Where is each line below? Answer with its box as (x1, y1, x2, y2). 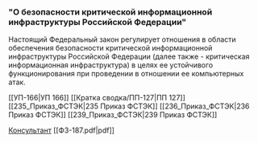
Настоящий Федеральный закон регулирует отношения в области (8, 35, 236, 44)
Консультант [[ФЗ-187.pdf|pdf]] (8, 125, 115, 135)
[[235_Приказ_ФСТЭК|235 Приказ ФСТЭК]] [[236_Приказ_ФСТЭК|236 (8, 101, 250, 111)
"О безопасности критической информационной (8, 6, 213, 18)
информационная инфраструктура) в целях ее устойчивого (8, 60, 214, 70)
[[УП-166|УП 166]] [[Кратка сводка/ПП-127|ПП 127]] (8, 93, 185, 103)
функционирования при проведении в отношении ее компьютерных (8, 69, 244, 79)
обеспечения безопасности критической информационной (8, 43, 213, 53)
